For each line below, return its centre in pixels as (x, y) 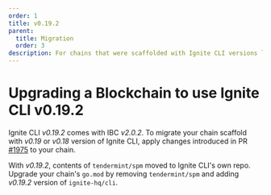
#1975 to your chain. (42, 149)
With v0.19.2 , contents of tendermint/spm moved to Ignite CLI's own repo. (130, 165)
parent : (21, 31)
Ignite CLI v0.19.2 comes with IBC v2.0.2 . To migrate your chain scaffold (128, 132)
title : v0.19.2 (34, 23)
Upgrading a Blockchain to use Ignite (134, 93)
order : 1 (23, 16)
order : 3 (30, 46)
